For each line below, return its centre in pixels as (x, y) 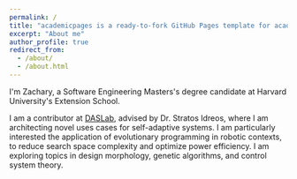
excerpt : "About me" (47, 34)
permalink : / (33, 17)
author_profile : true (49, 42)
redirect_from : (37, 50)
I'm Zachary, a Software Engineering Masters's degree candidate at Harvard (148, 91)
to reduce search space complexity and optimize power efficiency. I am (139, 145)
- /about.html (43, 67)
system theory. (36, 165)
